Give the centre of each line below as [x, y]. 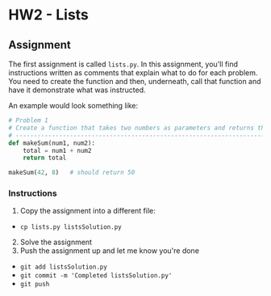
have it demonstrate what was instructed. [77, 90]
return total [45, 158]
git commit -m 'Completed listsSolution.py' [96, 276]
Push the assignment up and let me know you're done [110, 251]
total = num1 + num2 [57, 150]
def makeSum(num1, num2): [52, 143]
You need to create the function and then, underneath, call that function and [135, 81]
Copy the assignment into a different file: [88, 211]
